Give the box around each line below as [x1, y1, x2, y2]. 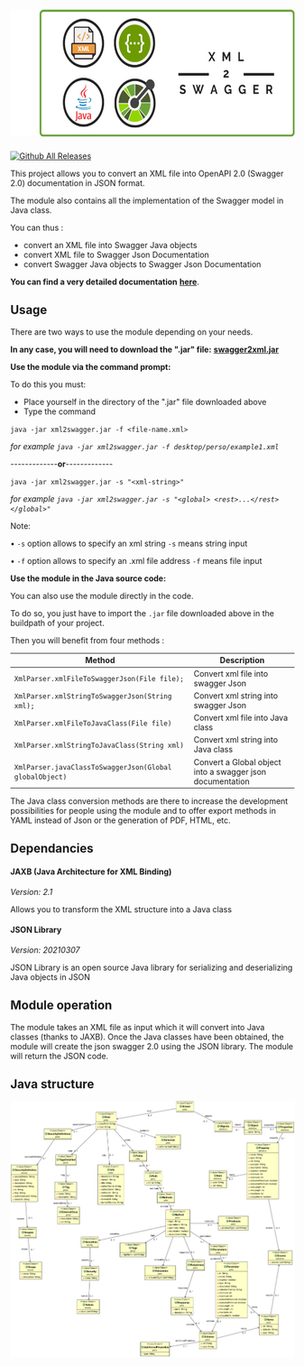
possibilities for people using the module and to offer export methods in [10, 806, 277, 816]
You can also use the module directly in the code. [10, 590, 194, 601]
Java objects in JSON [10, 971, 91, 983]
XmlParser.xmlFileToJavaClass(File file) [14, 718, 172, 728]
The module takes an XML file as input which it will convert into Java [10, 1021, 265, 1032]
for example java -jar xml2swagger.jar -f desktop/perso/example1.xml [10, 440, 280, 451]
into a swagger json [193, 766, 267, 777]
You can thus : [10, 222, 64, 233]
